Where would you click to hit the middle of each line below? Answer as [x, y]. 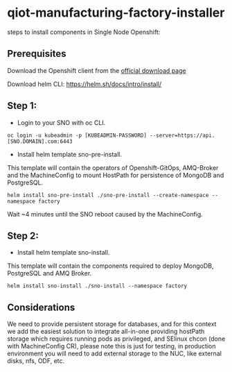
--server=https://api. [182, 135]
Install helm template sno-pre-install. [70, 154]
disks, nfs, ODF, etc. [36, 361]
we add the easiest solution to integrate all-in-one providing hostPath [106, 332]
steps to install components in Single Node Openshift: [84, 32]
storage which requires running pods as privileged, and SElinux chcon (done [116, 339]
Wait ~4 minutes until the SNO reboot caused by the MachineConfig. [105, 214]
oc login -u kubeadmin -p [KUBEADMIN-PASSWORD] [77, 135]
